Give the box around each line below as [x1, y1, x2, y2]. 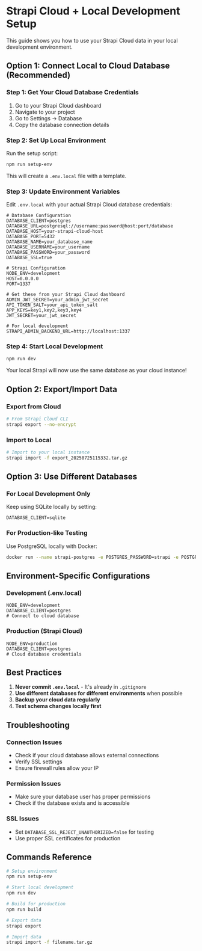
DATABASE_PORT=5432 [6, 233, 55, 240]
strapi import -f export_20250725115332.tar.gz [6, 455, 128, 461]
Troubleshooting [6, 720, 70, 730]
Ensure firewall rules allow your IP [14, 765, 99, 772]
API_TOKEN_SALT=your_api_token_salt [6, 302, 98, 308]
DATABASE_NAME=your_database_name [6, 239, 93, 245]
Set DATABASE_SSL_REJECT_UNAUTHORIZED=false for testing [14, 828, 155, 836]
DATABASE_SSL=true [6, 254, 52, 261]
